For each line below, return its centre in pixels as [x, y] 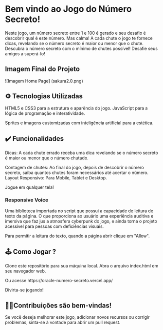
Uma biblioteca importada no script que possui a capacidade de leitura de [79, 211]
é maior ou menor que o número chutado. [47, 158]
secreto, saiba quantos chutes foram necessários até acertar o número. [77, 173]
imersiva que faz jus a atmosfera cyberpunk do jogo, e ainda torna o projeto [81, 221]
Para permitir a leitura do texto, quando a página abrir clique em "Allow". [77, 236]
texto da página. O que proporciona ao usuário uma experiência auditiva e [79, 216]
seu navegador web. [26, 271]
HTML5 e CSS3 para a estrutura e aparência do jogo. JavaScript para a [76, 108]
